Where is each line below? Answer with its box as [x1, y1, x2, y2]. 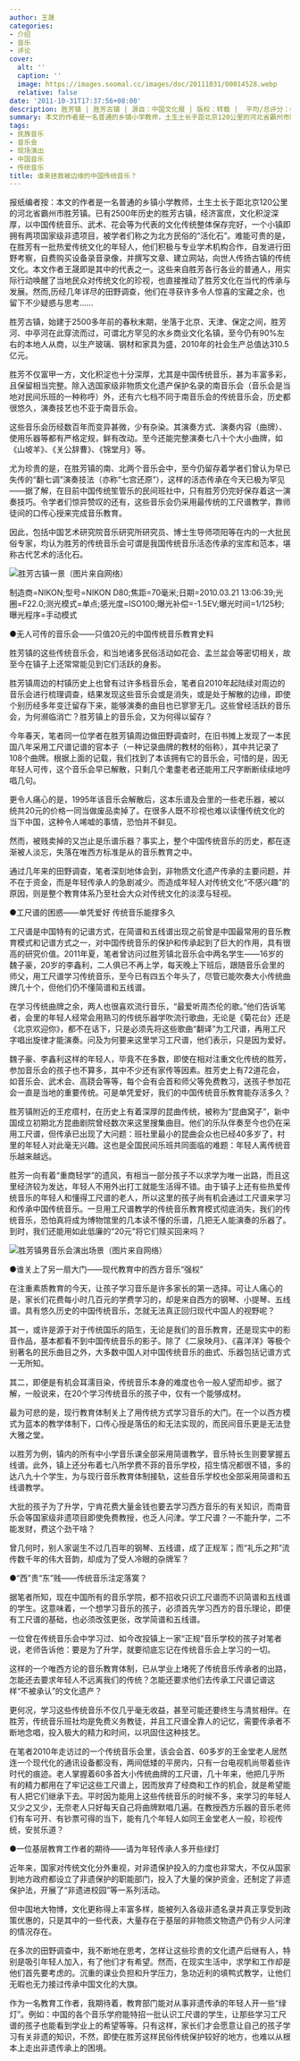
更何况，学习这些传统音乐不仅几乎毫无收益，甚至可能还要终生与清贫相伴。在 [9, 1705, 291, 1716]
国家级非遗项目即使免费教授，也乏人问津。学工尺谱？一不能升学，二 [32, 1512, 283, 1523]
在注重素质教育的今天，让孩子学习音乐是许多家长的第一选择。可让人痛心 [9, 1283, 275, 1294]
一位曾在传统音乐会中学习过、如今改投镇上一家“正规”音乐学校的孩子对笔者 [9, 1633, 283, 1644]
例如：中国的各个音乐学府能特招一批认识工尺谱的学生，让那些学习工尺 [28, 2009, 287, 2020]
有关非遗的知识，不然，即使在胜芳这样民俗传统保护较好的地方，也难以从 [16, 2031, 283, 2042]
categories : [9, 21, 54, 30]
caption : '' [17, 72, 62, 81]
